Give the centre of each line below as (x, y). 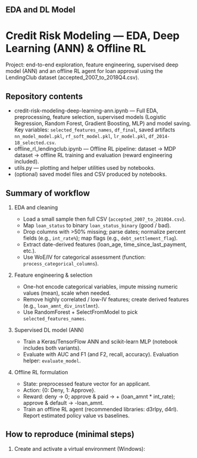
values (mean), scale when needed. (67, 293)
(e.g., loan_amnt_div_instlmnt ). (61, 306)
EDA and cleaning (36, 207)
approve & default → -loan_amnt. (63, 402)
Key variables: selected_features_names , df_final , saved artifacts (95, 130)
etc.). (29, 251)
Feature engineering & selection (53, 275)
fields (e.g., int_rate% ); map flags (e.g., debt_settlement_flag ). (100, 238)
